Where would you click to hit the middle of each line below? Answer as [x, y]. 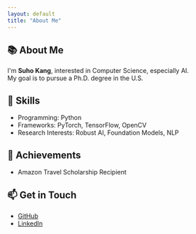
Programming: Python [50, 118]
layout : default [31, 14]
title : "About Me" [34, 21]
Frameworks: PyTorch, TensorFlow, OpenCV [82, 126]
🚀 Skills [24, 100]
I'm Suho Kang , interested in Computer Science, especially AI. [98, 71]
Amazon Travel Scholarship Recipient [72, 172]
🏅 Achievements [44, 155]
